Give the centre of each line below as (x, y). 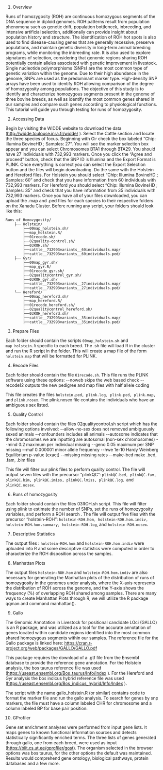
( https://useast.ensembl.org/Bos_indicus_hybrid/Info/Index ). (66, 683)
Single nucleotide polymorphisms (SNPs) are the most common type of (77, 68)
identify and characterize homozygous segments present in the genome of (80, 94)
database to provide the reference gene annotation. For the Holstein (73, 663)
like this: (14, 211)
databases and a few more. (33, 763)
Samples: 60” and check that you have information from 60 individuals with (81, 180)
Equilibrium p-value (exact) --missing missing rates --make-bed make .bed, (81, 455)
